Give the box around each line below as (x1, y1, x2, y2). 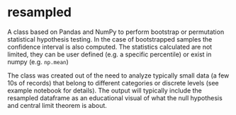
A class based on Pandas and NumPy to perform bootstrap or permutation (7, 28, 225, 36)
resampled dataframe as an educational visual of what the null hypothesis (7, 93, 223, 102)
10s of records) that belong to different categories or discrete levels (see (7, 78, 219, 87)
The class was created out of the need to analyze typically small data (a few (7, 71, 230, 80)
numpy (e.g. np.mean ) (7, 57, 69, 66)
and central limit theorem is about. (7, 101, 108, 109)
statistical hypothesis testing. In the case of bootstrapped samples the (7, 35, 213, 43)
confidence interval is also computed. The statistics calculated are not (7, 42, 213, 51)
